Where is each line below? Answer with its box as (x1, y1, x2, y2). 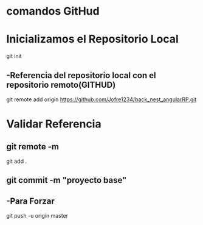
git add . (6, 157, 27, 165)
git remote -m (6, 141, 60, 152)
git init (6, 52, 22, 60)
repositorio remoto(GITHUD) (6, 79, 116, 90)
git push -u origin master (6, 212, 69, 220)
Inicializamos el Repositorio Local (6, 32, 179, 46)
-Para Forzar (6, 196, 55, 206)
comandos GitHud (6, 4, 100, 18)
